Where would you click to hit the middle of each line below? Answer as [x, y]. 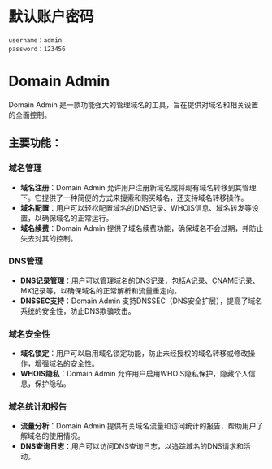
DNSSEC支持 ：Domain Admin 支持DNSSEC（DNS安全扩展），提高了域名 [141, 301]
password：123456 [37, 49]
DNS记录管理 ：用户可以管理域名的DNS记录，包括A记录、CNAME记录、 [140, 280]
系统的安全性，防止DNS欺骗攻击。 [78, 310]
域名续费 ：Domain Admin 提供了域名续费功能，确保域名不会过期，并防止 [142, 228]
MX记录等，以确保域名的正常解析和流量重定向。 [100, 290]
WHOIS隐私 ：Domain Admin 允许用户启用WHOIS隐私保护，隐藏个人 [134, 374]
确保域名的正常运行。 [78, 218]
